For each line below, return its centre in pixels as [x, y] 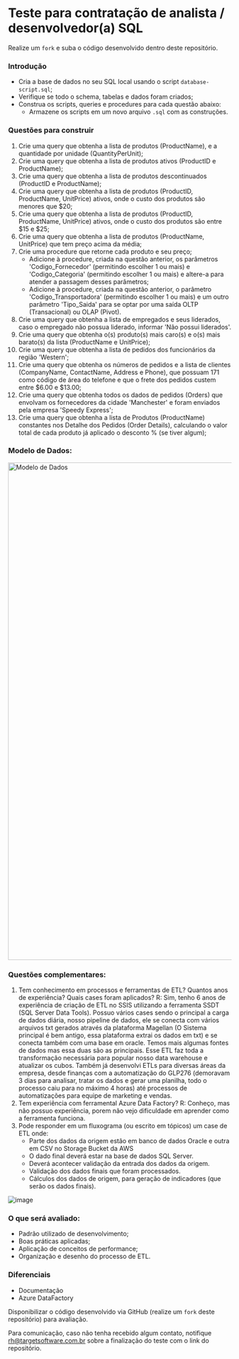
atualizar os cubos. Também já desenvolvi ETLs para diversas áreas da [122, 1066]
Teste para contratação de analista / [117, 13]
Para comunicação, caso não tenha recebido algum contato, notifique [110, 1333]
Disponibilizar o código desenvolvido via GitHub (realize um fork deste [111, 1311]
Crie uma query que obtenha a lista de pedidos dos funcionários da [117, 349]
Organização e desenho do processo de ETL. [84, 1256]
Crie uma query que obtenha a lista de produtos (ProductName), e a [118, 146]
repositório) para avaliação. [48, 1319]
